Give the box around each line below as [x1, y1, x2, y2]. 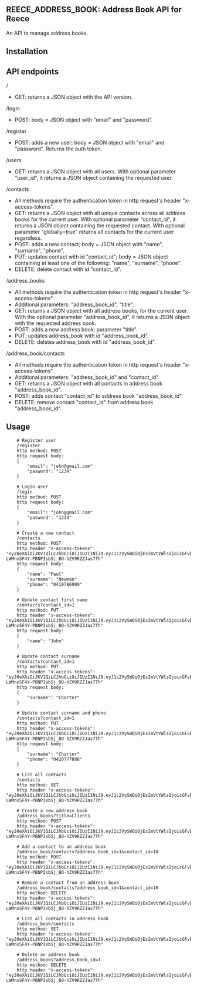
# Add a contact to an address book [16, 843, 107, 850]
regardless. [14, 234, 42, 242]
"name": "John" [27, 638, 64, 644]
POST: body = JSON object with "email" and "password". [14, 116, 153, 123]
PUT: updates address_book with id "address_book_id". [14, 332, 149, 340]
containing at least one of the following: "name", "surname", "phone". [14, 260, 182, 267]
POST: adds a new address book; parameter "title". [14, 326, 138, 333]
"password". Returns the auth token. [14, 145, 103, 152]
